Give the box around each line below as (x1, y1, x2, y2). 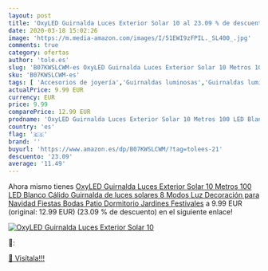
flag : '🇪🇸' (8, 130, 48, 138)
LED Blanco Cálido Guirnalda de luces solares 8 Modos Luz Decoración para (8, 190, 260, 200)
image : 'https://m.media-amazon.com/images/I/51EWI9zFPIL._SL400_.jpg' (8, 33, 251, 42)
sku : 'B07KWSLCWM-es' (8, 71, 81, 79)
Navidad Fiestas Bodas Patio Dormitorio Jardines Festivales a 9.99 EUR (8, 198, 243, 208)
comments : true (8, 41, 59, 49)
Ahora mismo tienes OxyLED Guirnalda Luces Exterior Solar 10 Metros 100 (8, 182, 252, 191)
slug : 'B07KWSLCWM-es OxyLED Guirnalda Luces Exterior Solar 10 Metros (8, 64, 251, 72)
